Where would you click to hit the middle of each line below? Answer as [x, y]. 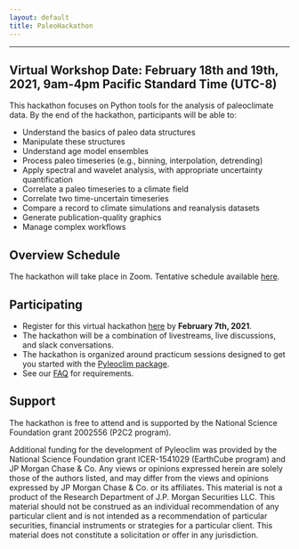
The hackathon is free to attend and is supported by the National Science [143, 422]
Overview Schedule [65, 255]
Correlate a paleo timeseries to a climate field [105, 189]
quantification [47, 180]
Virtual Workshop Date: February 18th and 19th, [144, 70]
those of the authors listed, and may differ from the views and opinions [139, 478]
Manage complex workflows [74, 227]
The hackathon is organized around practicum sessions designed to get [154, 354]
